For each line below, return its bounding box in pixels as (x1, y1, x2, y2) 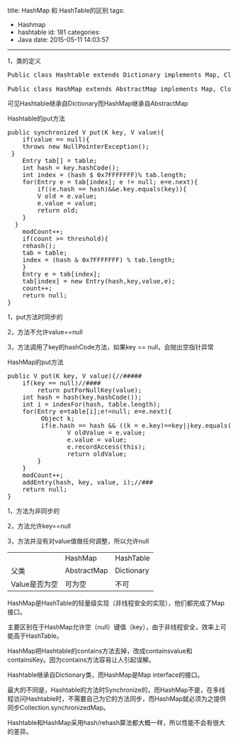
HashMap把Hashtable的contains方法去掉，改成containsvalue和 (7, 647, 193, 655)
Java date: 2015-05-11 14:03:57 (17, 35, 110, 44)
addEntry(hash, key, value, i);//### (22, 478, 154, 486)
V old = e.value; (37, 192, 98, 200)
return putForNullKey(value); (37, 386, 142, 394)
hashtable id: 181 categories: (17, 28, 101, 36)
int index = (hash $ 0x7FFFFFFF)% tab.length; (22, 171, 187, 179)
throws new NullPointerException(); (22, 142, 150, 150)
